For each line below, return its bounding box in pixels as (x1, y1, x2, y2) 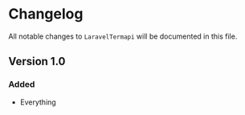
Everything (19, 97, 56, 107)
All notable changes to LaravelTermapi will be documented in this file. (8, 31, 238, 41)
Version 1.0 (8, 55, 66, 68)
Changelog (8, 5, 84, 23)
